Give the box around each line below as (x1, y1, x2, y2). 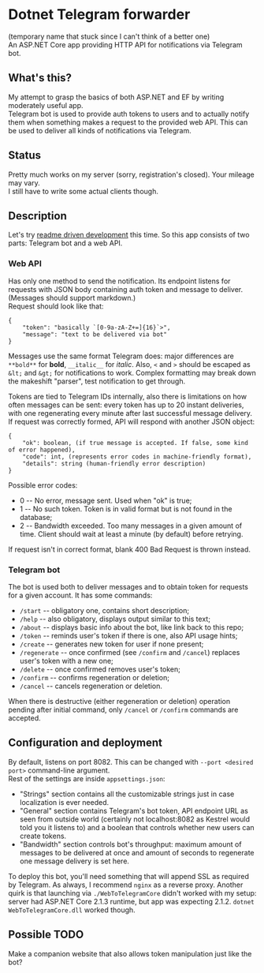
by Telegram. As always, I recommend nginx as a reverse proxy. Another (8, 880, 244, 889)
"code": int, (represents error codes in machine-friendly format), (22, 452, 252, 461)
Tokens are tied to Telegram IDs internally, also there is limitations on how (8, 391, 247, 401)
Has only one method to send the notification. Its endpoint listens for (8, 276, 231, 286)
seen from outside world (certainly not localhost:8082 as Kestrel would (19, 814, 251, 824)
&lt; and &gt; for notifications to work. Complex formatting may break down (8, 368, 256, 377)
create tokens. (19, 831, 67, 840)
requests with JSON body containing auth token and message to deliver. (8, 284, 243, 294)
